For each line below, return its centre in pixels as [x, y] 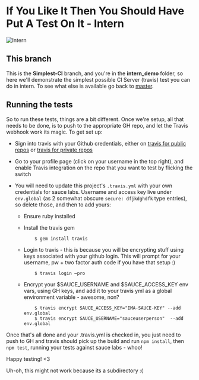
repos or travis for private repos [54, 150]
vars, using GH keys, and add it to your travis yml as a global [98, 291]
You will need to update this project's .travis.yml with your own [94, 186]
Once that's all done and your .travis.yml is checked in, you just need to [94, 335]
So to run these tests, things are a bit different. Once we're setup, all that [95, 119]
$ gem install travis [61, 239]
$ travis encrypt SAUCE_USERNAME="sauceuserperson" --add [109, 318]
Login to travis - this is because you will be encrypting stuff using [104, 249]
